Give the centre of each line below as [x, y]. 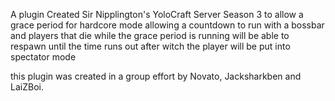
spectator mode [43, 57]
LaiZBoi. [27, 87]
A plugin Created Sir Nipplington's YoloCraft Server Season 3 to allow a [157, 14]
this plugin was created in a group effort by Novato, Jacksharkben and [156, 76]
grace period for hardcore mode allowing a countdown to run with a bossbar [167, 25]
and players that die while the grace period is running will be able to [150, 35]
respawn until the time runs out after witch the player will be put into [150, 46]
